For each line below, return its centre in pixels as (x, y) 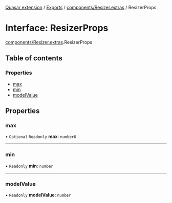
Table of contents (34, 58)
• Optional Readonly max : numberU (41, 137)
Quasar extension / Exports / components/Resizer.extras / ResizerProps (81, 7)
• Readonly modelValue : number (38, 195)
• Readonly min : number (29, 166)
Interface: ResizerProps (57, 28)
